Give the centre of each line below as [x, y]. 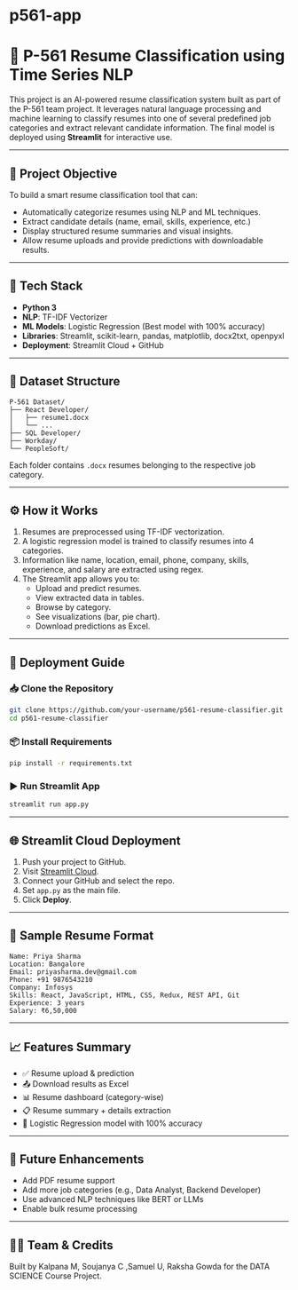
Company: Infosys [41, 987]
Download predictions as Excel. [93, 626]
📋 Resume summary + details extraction [96, 1110]
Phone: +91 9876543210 [51, 979]
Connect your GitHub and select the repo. [98, 881]
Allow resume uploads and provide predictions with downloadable [142, 240]
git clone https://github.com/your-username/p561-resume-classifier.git [146, 710]
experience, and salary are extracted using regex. [113, 570]
